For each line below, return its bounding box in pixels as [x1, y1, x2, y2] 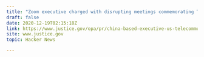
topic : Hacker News [6, 37, 56, 43]
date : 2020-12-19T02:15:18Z [6, 20, 78, 26]
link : [6, 25, 20, 32]
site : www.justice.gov [6, 31, 64, 37]
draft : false [6, 14, 39, 20]
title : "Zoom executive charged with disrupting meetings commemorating [6, 8, 194, 15]
